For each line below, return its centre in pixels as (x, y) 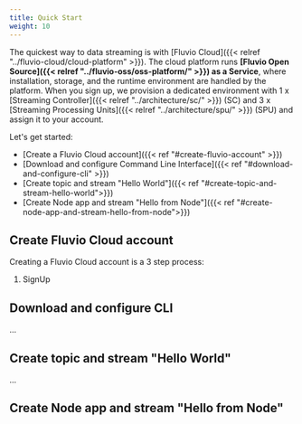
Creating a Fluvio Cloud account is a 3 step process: (107, 262)
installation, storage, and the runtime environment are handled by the (138, 80)
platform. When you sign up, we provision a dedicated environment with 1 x (149, 90)
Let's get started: (42, 137)
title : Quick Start (46, 18)
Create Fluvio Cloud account (91, 240)
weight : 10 (30, 26)
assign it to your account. (57, 119)
